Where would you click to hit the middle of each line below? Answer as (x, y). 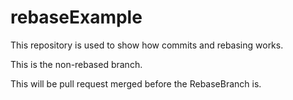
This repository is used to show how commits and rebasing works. (147, 45)
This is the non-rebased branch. (76, 64)
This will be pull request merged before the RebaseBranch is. (136, 83)
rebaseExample (76, 17)
